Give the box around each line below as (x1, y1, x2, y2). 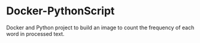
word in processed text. (6, 30, 65, 37)
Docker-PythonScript (6, 4, 115, 18)
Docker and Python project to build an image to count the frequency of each (6, 24, 195, 31)
